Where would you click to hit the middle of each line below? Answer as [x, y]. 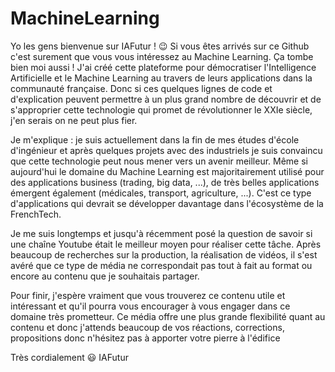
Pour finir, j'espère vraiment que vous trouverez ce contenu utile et [148, 295]
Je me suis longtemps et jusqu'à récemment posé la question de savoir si [161, 233]
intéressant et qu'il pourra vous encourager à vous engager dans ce [150, 306]
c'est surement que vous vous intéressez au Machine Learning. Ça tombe [162, 56]
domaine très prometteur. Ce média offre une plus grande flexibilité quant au [168, 316]
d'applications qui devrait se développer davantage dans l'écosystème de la [167, 203]
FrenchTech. [36, 214]
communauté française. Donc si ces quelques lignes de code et [141, 88]
